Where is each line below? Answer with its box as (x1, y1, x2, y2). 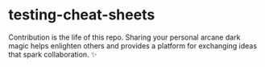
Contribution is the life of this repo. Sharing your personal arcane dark (8, 32, 241, 42)
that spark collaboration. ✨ (8, 49, 97, 59)
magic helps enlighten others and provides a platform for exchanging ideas (8, 40, 258, 50)
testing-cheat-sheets (8, 6, 155, 24)
